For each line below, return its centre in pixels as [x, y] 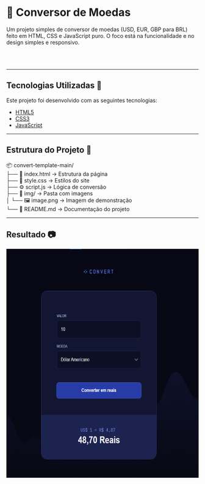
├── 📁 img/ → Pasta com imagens [50, 193]
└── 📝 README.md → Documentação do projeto [68, 209]
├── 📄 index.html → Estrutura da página [57, 174]
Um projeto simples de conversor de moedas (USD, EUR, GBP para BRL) [97, 29]
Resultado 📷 [31, 234]
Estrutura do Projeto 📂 [49, 150]
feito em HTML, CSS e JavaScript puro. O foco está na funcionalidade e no [100, 35]
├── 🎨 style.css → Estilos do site [48, 180]
